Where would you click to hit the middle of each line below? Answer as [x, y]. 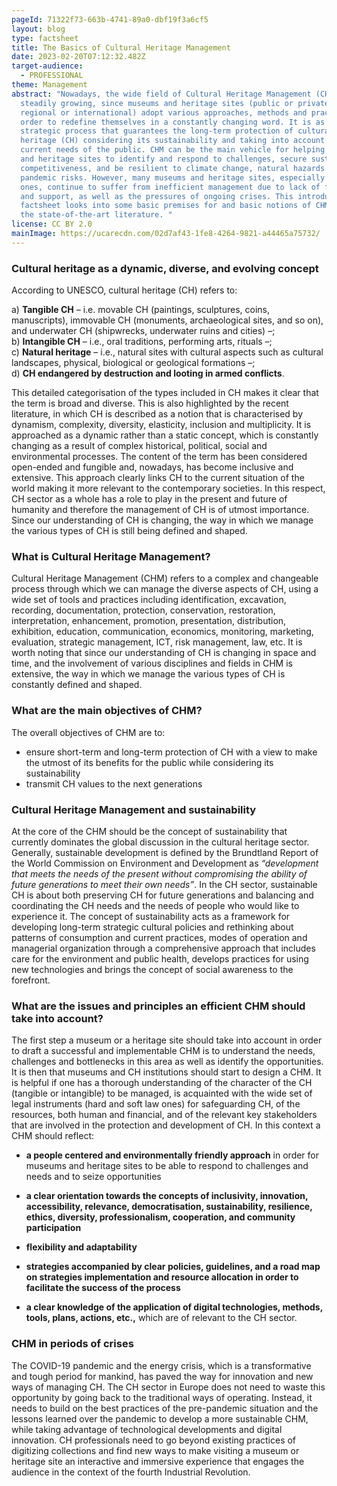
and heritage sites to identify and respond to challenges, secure [164, 159]
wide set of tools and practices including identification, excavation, [149, 600]
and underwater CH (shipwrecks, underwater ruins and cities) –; [143, 331]
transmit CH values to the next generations [114, 783]
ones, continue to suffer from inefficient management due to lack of [170, 187]
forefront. [31, 980]
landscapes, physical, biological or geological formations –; [133, 363]
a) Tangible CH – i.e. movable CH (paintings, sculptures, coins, [140, 310]
